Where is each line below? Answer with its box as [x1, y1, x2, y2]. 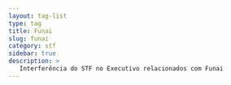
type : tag [8, 19, 42, 28]
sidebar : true [8, 49, 57, 57]
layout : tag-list [8, 11, 68, 20]
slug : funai [8, 34, 49, 43]
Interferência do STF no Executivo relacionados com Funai [19, 65, 224, 73]
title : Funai [8, 27, 53, 35]
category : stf [8, 42, 57, 50]
